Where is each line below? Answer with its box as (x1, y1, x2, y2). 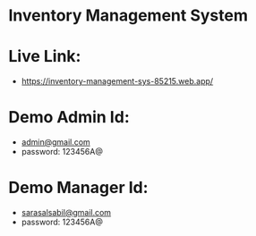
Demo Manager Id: (8, 178, 149, 198)
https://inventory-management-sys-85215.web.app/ (21, 76, 214, 87)
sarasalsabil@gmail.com (21, 207, 112, 217)
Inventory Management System (8, 5, 248, 26)
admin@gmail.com (21, 137, 90, 147)
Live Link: (8, 46, 81, 67)
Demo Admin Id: (8, 107, 131, 128)
